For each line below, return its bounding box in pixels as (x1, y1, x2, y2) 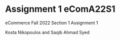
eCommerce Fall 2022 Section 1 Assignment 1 (5, 20, 98, 26)
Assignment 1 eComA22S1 (5, 3, 116, 15)
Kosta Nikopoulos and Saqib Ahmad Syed (5, 29, 90, 35)
